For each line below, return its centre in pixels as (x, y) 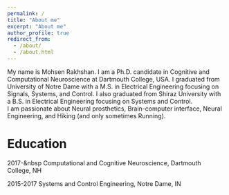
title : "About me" (34, 20)
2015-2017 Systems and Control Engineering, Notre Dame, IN (94, 183)
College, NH (25, 170)
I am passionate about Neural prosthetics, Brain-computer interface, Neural (115, 109)
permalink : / (26, 13)
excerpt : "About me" (37, 26)
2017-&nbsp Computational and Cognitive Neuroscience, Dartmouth (104, 162)
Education (37, 144)
